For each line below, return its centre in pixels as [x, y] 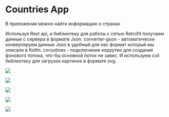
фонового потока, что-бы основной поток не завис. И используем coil [82, 55]
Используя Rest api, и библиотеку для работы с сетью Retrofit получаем [85, 33]
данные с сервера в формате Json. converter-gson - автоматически [80, 39]
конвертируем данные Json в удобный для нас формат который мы [80, 44]
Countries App [37, 9]
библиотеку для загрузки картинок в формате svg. [61, 61]
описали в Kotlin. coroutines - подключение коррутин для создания [79, 50]
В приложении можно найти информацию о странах [63, 24]
